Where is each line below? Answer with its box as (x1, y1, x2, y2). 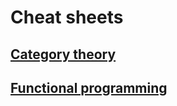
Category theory (10, 46, 117, 63)
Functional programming (10, 79, 168, 96)
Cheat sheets (10, 6, 124, 29)
